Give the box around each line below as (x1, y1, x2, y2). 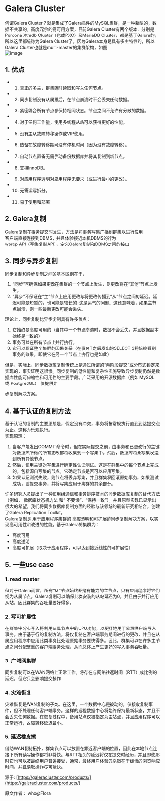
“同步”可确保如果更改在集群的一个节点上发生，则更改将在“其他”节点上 (12, 281, 154, 287)
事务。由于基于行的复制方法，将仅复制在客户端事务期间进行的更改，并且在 (5, 631, 156, 637)
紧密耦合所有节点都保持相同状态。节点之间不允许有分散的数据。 (19, 107, 149, 113)
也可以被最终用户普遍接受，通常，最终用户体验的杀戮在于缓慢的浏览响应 (13, 758, 160, 764)
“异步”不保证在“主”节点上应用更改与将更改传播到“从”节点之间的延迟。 (12, 294, 153, 300)
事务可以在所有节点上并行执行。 (12, 339, 77, 345)
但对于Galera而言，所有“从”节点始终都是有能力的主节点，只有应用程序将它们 (5, 587, 160, 593)
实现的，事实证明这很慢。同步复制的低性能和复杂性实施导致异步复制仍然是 (5, 368, 156, 374)
